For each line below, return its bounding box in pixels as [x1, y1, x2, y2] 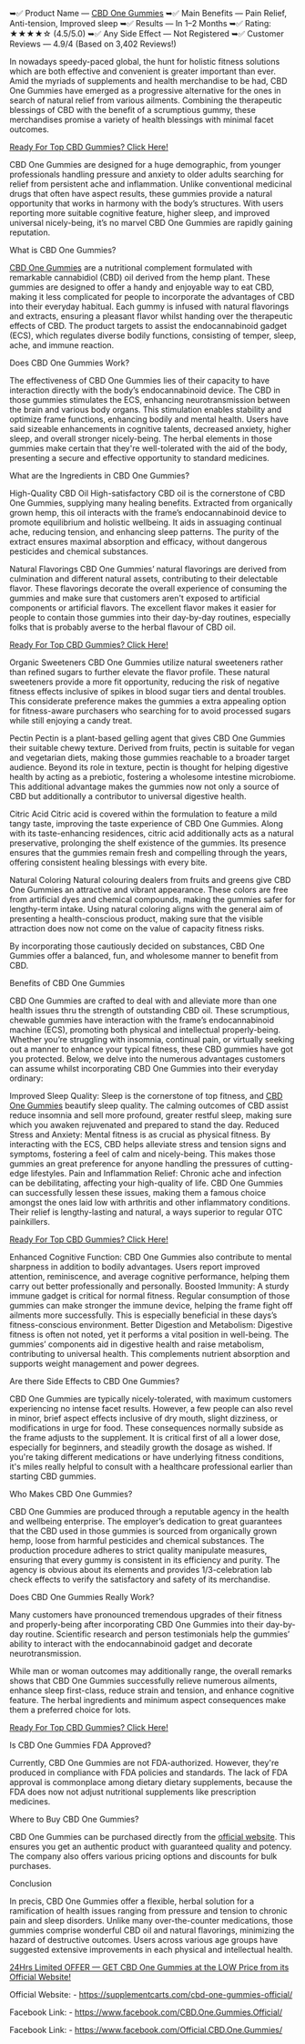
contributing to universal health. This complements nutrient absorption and [9, 1349, 290, 1359]
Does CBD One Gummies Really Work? [9, 1592, 155, 1602]
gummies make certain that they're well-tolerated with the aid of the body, [9, 443, 288, 454]
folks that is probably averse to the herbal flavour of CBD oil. [9, 621, 237, 632]
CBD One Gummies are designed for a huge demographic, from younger [9, 159, 281, 169]
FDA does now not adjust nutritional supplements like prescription [9, 1786, 257, 1797]
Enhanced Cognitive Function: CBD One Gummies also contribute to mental [9, 1252, 292, 1262]
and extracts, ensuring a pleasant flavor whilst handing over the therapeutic [9, 311, 293, 322]
